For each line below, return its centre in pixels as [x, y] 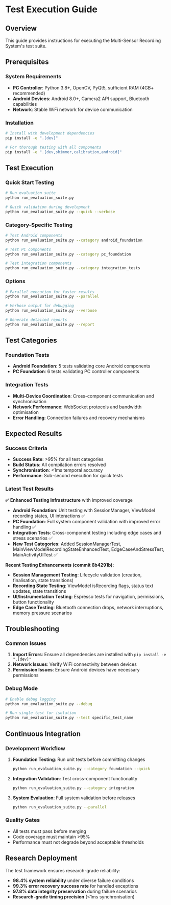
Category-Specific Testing [39, 225]
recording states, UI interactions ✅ [49, 516]
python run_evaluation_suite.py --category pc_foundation [68, 254]
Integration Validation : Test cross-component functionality [75, 778]
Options [15, 281]
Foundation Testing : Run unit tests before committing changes [79, 759]
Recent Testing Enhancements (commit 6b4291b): [60, 565]
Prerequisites [27, 62]
